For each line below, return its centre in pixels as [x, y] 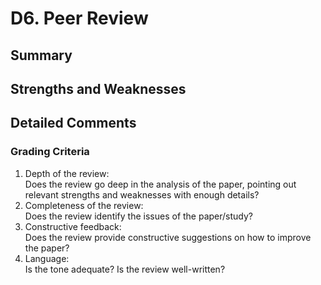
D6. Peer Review [79, 18]
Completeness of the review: [84, 205]
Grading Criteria [50, 152]
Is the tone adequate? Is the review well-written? [125, 269]
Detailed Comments [73, 123]
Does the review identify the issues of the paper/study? [139, 216]
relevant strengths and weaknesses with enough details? [142, 194]
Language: [47, 258]
